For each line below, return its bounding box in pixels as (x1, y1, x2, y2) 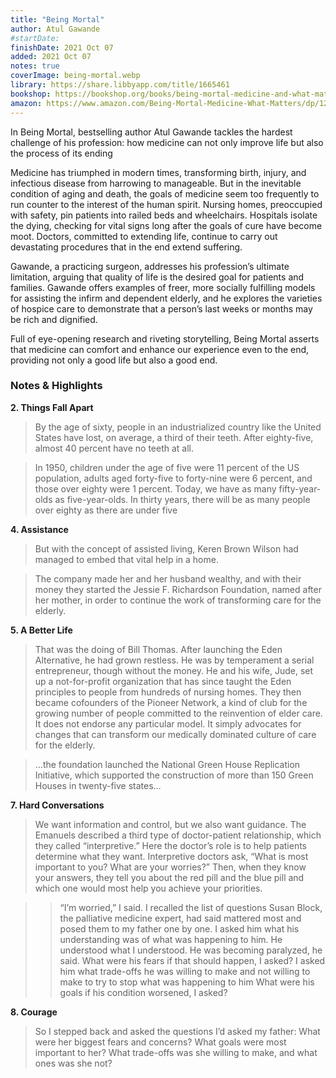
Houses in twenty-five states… (34, 779, 162, 791)
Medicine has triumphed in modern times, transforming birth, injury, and (10, 166, 307, 178)
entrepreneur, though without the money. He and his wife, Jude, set (34, 664, 314, 676)
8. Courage (10, 1006, 58, 1018)
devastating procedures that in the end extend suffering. (10, 241, 243, 253)
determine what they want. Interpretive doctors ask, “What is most (34, 850, 309, 862)
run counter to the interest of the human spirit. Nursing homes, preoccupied (10, 198, 323, 210)
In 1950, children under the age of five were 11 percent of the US (34, 461, 300, 473)
